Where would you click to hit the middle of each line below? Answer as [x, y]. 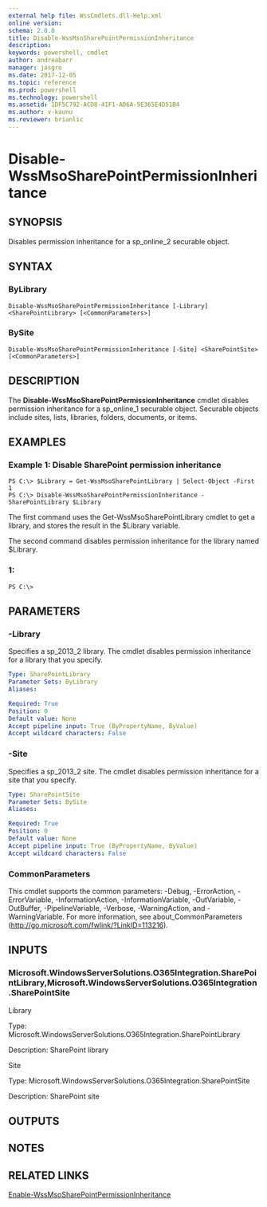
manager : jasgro [35, 68]
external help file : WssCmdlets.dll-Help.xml [85, 16]
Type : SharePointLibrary [49, 675]
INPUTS [28, 950]
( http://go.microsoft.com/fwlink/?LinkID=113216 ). [88, 925]
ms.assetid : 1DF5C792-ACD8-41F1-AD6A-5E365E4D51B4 [94, 105]
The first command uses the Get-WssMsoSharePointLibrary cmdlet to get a [132, 517]
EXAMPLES [37, 443]
